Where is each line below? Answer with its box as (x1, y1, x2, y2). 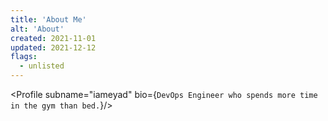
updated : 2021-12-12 (10, 42, 97, 53)
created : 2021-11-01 (10, 33, 97, 43)
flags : (10, 52, 38, 62)
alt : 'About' (10, 24, 65, 34)
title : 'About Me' (10, 14, 87, 25)
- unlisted (19, 61, 65, 71)
